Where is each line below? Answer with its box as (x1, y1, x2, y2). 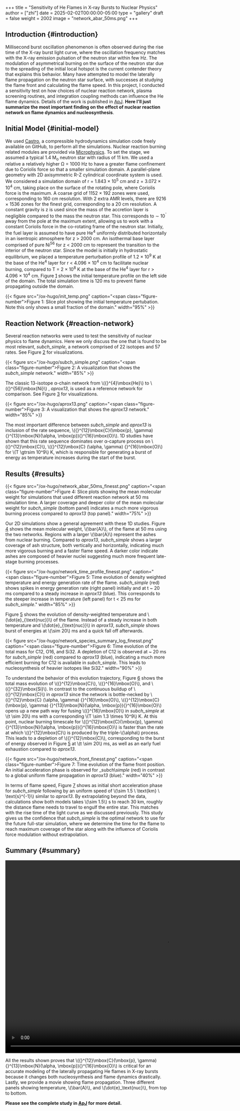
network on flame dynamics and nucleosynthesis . (5, 109, 114, 115)
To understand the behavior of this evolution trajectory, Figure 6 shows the (5, 675, 163, 681)
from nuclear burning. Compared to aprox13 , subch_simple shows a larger (5, 537, 162, 543)
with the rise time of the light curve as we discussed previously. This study (5, 809, 163, 815)
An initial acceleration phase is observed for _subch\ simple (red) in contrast (5, 767, 165, 773)
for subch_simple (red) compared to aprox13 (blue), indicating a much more (5, 654, 165, 660)
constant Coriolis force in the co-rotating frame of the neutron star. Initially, (5, 224, 164, 230)
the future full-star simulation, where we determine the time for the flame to (5, 820, 165, 827)
